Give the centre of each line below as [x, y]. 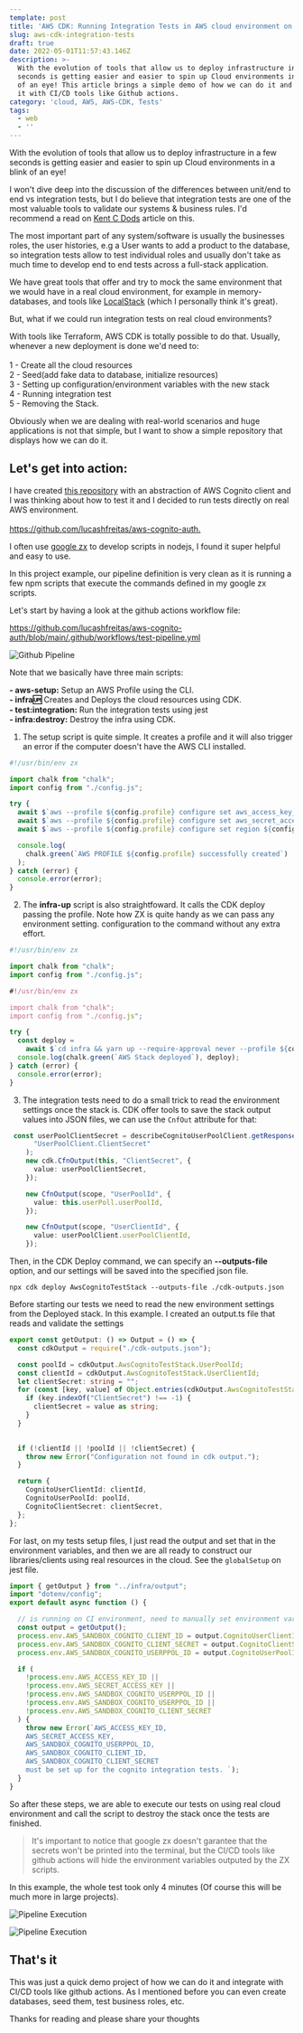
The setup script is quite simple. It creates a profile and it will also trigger [157, 737]
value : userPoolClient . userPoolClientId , [112, 1236]
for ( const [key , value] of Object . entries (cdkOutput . [123, 1390]
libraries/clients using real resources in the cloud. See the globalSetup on [145, 1559]
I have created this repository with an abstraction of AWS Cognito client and [150, 490]
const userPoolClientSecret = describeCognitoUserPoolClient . [133, 1135]
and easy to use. [40, 556]
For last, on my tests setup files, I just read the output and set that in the [143, 1540]
